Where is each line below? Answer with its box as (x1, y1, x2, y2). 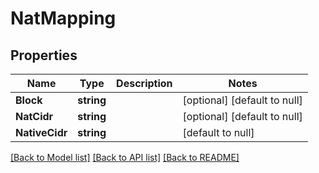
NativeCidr (15, 126, 68, 139)
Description (116, 77, 173, 90)
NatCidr (15, 110, 54, 123)
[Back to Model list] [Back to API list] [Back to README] (10, 152, 240, 163)
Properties (10, 47, 78, 64)
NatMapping (10, 7, 117, 30)
